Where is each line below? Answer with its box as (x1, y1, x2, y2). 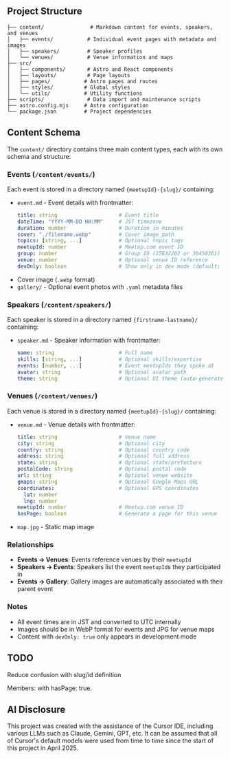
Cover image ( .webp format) (16, 275, 95, 284)
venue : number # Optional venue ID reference (16, 257, 208, 264)
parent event (16, 585, 54, 593)
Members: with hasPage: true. (7, 684, 93, 692)
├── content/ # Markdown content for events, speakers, (7, 23, 214, 30)
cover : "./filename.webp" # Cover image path (16, 231, 174, 238)
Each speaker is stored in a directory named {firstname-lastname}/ (7, 316, 198, 324)
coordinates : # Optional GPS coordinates (16, 484, 199, 491)
